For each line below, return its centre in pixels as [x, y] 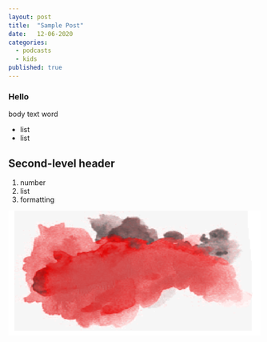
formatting [37, 199]
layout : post [30, 17]
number [33, 182]
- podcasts [34, 51]
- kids [26, 59]
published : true [35, 68]
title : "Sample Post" [46, 25]
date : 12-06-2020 [41, 34]
